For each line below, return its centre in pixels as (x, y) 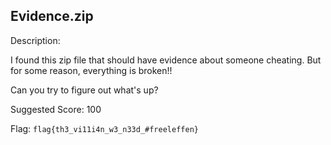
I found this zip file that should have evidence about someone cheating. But (166, 60)
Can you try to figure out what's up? (84, 90)
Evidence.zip (52, 16)
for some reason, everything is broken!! (91, 70)
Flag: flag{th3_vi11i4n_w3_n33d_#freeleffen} (104, 128)
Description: (35, 40)
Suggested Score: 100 (56, 109)
